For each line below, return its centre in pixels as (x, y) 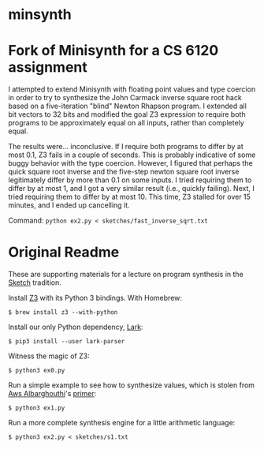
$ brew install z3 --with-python (63, 312)
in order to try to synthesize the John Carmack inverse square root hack (125, 98)
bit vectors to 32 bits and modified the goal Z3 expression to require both (127, 114)
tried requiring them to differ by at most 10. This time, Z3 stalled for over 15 (129, 197)
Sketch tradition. (35, 282)
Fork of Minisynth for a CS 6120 (113, 51)
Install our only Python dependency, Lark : (76, 327)
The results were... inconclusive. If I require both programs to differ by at (126, 147)
